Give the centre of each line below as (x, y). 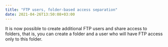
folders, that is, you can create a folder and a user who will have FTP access (84, 34)
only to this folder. (24, 39)
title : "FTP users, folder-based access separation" (61, 10)
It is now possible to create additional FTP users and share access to (76, 28)
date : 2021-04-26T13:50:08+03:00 (40, 14)
